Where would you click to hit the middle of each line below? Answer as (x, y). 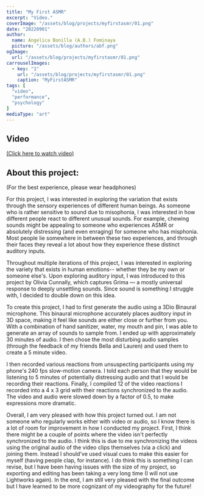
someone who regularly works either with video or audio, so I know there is (100, 421)
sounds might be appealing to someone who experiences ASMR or (90, 225)
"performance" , (31, 97)
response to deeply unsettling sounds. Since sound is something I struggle (100, 289)
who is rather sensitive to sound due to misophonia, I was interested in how (101, 212)
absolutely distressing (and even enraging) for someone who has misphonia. (102, 232)
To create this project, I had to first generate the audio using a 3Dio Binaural (101, 307)
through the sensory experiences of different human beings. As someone (98, 206)
